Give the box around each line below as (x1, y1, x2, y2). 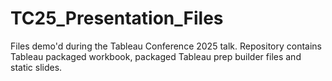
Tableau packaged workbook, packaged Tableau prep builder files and (10, 50, 302, 62)
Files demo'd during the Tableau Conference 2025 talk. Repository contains (10, 40, 323, 52)
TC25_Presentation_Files (10, 7, 224, 30)
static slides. (10, 61, 63, 73)
